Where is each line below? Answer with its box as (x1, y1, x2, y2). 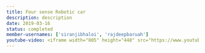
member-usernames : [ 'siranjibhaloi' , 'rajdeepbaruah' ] (6, 32, 149, 38)
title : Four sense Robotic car (6, 9, 86, 15)
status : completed (6, 26, 53, 32)
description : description (6, 15, 72, 21)
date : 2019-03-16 (6, 20, 51, 26)
